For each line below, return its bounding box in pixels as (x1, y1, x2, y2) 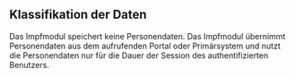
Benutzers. (9, 59, 49, 70)
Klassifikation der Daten (9, 7, 147, 22)
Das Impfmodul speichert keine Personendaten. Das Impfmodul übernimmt (9, 30, 286, 41)
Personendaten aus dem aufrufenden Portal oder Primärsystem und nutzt (9, 40, 281, 51)
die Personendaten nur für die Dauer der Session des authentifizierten (9, 49, 269, 61)
